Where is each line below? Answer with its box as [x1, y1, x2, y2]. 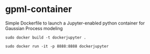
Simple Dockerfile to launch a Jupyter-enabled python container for [5, 20, 145, 26]
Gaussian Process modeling [5, 25, 63, 31]
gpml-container [5, 3, 72, 15]
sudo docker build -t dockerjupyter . [5, 35, 86, 40]
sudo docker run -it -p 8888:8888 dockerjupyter [5, 43, 109, 48]
